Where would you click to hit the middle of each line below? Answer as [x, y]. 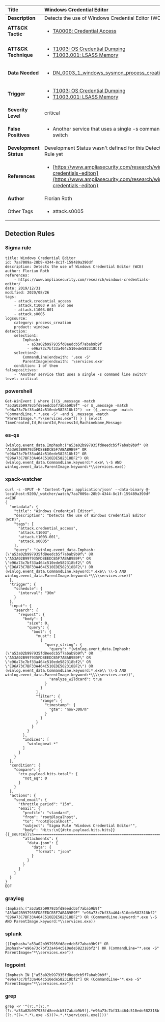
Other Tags [20, 211]
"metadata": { [24, 507]
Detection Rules [30, 234]
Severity [18, 110]
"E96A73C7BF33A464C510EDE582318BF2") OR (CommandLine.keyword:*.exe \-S [81, 917]
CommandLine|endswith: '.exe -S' [57, 357]
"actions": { [23, 795]
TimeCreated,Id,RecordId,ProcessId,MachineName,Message [63, 423]
